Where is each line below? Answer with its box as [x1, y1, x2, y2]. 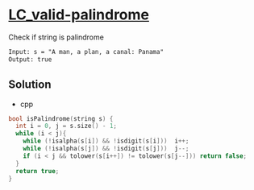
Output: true [8, 55, 52, 64]
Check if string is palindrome [8, 32, 105, 42]
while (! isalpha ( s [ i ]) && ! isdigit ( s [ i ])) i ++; [23, 137, 189, 146]
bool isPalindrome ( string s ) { [8, 114, 114, 122]
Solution [8, 78, 52, 92]
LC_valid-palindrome [8, 6, 150, 24]
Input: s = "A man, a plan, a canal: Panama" [8, 47, 164, 56]
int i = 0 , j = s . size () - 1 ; [15, 122, 117, 130]
